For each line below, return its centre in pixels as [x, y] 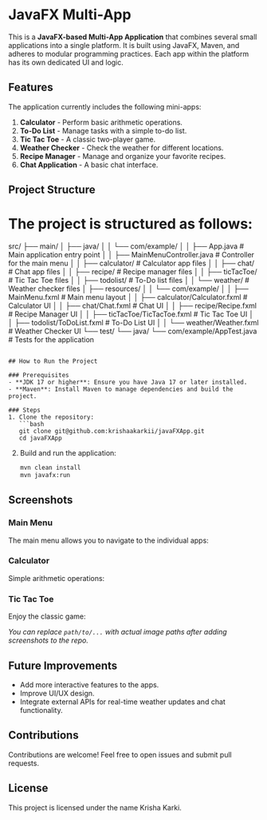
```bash [31, 424]
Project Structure [52, 190]
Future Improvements [63, 665]
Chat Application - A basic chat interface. [89, 165]
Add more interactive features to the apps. [89, 684]
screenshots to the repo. [49, 640]
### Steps [25, 410]
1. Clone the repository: [51, 417]
